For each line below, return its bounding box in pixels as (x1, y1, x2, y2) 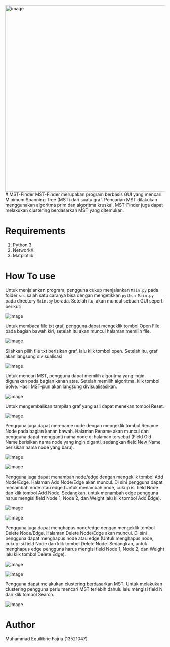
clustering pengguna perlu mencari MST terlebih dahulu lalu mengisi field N (5, 586, 163, 592)
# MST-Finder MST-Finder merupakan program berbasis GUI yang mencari (5, 191, 162, 197)
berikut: (5, 303, 22, 309)
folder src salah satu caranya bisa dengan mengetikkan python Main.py (5, 292, 154, 298)
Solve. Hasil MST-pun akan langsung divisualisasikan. (5, 383, 117, 390)
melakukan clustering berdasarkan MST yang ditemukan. (5, 207, 124, 213)
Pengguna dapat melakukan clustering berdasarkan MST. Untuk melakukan (5, 581, 163, 587)
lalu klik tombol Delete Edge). (5, 551, 66, 557)
